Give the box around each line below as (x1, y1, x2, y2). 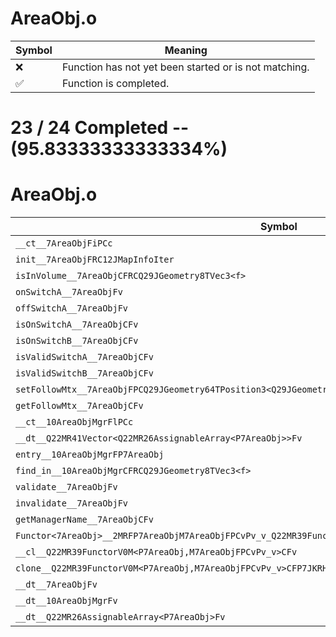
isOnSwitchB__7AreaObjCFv (15, 335, 139, 347)
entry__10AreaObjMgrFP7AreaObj (15, 449, 165, 461)
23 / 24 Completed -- (10, 117, 190, 139)
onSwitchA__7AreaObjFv (15, 287, 123, 298)
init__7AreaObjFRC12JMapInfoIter (15, 254, 175, 266)
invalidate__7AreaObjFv (15, 498, 129, 509)
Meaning (164, 43, 208, 57)
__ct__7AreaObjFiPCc (15, 238, 113, 249)
